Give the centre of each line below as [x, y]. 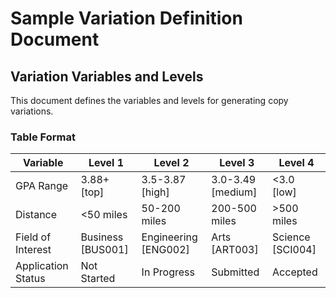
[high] [155, 192]
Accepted [295, 272]
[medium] [234, 192]
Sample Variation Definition [126, 18]
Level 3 [237, 163]
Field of [33, 237]
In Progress [168, 272]
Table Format [43, 137]
